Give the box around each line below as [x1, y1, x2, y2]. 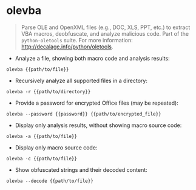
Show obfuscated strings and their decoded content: [15, 166, 147, 173]
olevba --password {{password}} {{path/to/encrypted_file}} [6, 111, 162, 117]
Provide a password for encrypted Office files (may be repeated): [15, 99, 179, 106]
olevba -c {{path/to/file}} [6, 156, 78, 162]
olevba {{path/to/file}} [6, 66, 69, 73]
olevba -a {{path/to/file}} [6, 133, 78, 139]
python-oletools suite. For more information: [21, 36, 133, 44]
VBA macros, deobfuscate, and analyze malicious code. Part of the [21, 30, 189, 37]
